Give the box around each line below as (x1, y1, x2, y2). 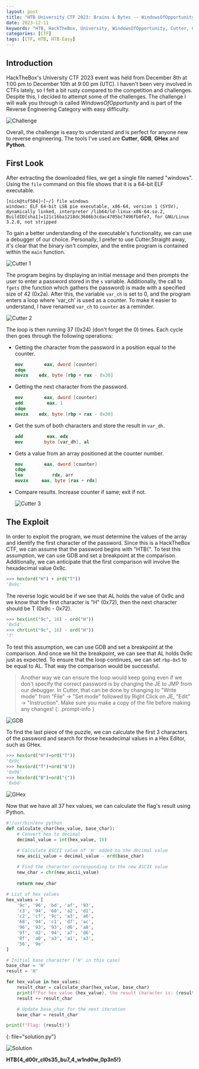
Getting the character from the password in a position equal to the (14, 344, 176, 351)
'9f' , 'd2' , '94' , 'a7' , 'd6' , (17, 930, 94, 936)
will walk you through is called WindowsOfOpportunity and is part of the (6, 99, 182, 106)
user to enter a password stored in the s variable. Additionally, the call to (6, 277, 182, 285)
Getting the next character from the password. (14, 383, 129, 391)
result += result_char (17, 995, 73, 1001)
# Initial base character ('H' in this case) (6, 957, 120, 963)
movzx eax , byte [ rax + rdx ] (14, 478, 98, 484)
